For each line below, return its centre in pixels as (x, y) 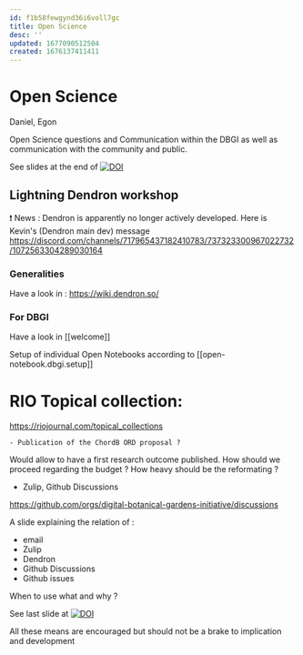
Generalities (37, 274)
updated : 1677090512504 (55, 43)
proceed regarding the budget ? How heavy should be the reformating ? (144, 469)
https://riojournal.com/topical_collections (86, 426)
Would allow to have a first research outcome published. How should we (145, 459)
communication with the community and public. (99, 149)
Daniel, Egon (33, 122)
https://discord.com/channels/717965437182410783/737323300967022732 (151, 240)
